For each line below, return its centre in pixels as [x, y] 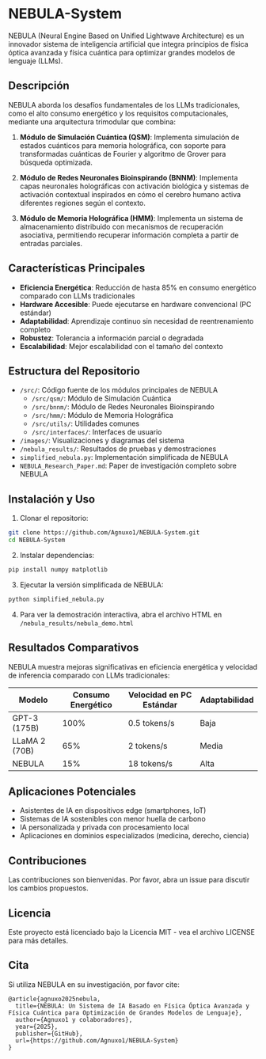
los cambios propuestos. [48, 888]
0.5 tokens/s [152, 723]
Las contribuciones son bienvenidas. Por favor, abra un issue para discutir [129, 880]
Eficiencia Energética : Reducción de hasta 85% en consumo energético [138, 287]
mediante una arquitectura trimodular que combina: [92, 121]
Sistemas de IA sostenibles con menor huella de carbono [112, 819]
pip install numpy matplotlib [58, 569]
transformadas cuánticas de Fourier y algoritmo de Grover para [123, 154]
